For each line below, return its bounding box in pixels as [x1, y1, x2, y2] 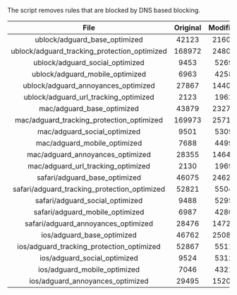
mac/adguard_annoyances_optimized [27, 150, 152, 159]
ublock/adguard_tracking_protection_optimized [11, 46, 167, 56]
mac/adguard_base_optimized [38, 104, 140, 113]
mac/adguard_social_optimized [37, 127, 141, 137]
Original [174, 23, 202, 33]
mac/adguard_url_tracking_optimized [28, 161, 150, 170]
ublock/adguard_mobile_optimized [31, 69, 147, 79]
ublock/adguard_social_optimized [33, 58, 145, 67]
